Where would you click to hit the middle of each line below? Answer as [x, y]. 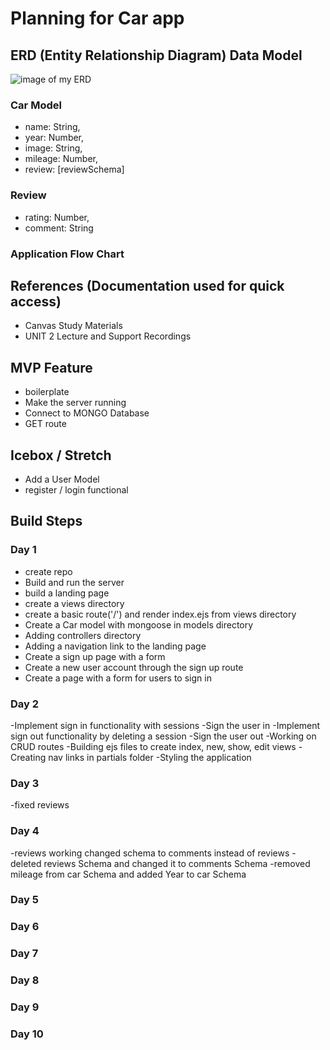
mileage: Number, [61, 159]
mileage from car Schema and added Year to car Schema [128, 874]
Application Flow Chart [67, 254]
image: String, [53, 148]
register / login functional [76, 489]
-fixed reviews [40, 805]
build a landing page [67, 593]
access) [36, 301]
